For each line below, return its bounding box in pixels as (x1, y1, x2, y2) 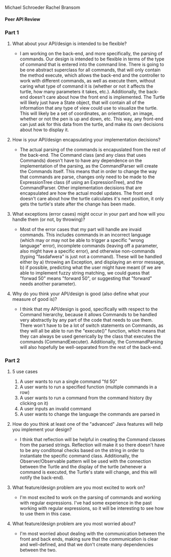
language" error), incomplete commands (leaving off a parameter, (19, 242, 158, 249)
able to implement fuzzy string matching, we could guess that (19, 270, 150, 276)
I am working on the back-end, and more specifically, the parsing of (19, 50, 163, 56)
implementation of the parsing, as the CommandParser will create (19, 162, 158, 169)
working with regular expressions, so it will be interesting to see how (19, 505, 164, 511)
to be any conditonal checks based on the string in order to (19, 447, 144, 453)
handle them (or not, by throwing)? (12, 216, 85, 222)
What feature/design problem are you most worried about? (12, 521, 136, 527)
